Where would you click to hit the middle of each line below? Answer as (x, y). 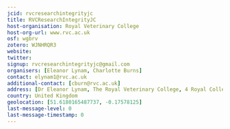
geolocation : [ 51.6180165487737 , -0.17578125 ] (75, 102)
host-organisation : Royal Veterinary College (73, 26)
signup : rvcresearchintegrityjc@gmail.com (68, 64)
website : (20, 52)
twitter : (20, 58)
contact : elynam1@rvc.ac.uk (47, 77)
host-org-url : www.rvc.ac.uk (49, 32)
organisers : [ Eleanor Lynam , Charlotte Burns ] (75, 70)
